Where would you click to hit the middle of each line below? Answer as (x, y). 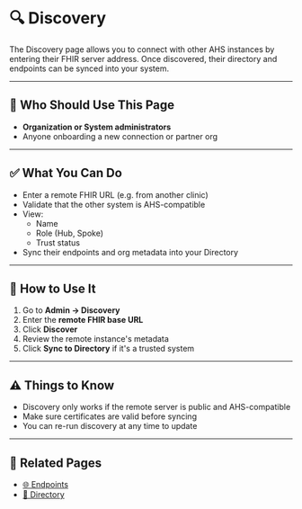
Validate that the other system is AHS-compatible (114, 204)
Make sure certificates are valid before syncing (110, 416)
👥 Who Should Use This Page (92, 105)
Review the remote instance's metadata (95, 339)
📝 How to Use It (53, 288)
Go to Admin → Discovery (71, 310)
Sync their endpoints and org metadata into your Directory (130, 252)
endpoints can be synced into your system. (89, 68)
